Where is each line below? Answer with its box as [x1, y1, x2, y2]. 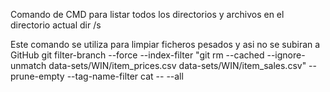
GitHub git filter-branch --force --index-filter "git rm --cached [10, 49, 265, 61]
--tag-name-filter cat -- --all [66, 70, 184, 82]
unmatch [10, 60, 47, 71]
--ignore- [266, 49, 306, 61]
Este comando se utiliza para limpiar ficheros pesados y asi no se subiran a [10, 39, 321, 50]
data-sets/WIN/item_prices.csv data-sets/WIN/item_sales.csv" [48, 60, 307, 71]
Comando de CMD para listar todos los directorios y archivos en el [10, 9, 285, 20]
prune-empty [10, 70, 65, 82]
